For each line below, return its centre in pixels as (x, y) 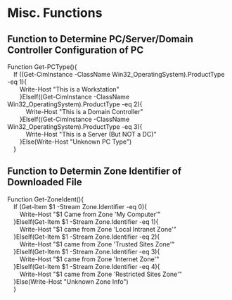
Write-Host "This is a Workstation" (70, 89)
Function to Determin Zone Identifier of (95, 171)
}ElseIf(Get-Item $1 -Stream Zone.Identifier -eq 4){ (87, 266)
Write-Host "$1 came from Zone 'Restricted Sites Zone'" (101, 274)
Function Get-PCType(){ (42, 67)
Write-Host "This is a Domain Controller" (84, 112)
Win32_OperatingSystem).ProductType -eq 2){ (75, 104)
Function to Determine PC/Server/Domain (100, 39)
